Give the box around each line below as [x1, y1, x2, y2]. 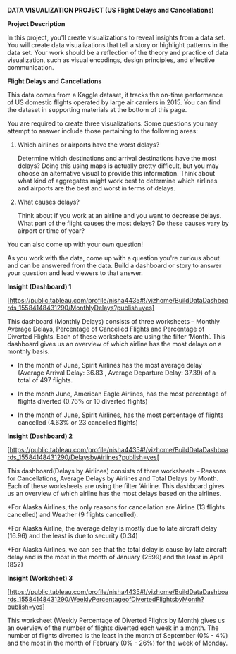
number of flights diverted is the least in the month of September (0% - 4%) [7, 631, 228, 639]
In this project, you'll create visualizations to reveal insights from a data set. [7, 33, 226, 42]
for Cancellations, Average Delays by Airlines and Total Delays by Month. [7, 474, 219, 483]
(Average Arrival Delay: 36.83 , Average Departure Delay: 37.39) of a [17, 368, 216, 377]
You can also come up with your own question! [7, 240, 143, 248]
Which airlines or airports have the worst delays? [17, 140, 160, 149]
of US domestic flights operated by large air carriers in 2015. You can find [7, 98, 221, 107]
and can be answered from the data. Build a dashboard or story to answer [7, 261, 222, 270]
